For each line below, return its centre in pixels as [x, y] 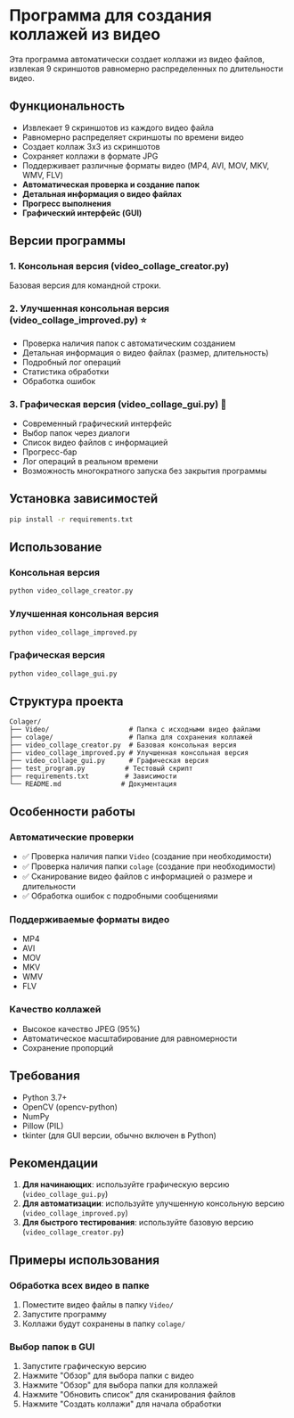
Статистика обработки [65, 372]
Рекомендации [54, 1163]
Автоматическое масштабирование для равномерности [130, 1038]
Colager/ [25, 722]
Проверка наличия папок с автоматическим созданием [129, 343]
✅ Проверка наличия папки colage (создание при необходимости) [149, 866]
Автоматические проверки [72, 837]
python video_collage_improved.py [73, 632]
